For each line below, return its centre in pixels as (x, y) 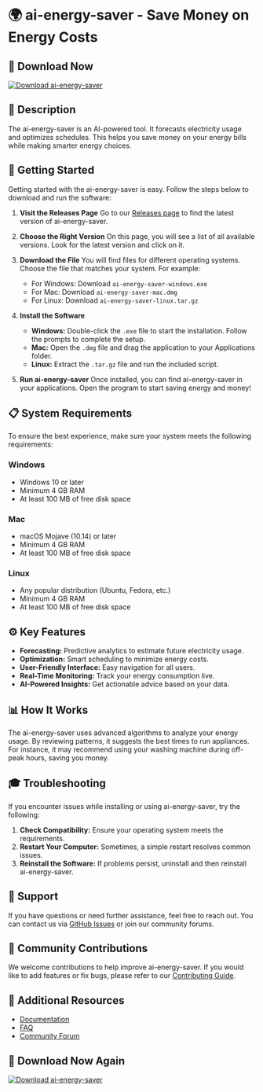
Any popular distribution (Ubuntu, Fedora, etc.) (95, 590)
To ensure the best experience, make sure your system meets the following (130, 436)
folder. (42, 355)
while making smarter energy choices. (70, 145)
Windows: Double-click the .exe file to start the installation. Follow (139, 330)
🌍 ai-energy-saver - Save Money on (129, 15)
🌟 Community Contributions (78, 948)
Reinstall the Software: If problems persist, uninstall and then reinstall (133, 863)
